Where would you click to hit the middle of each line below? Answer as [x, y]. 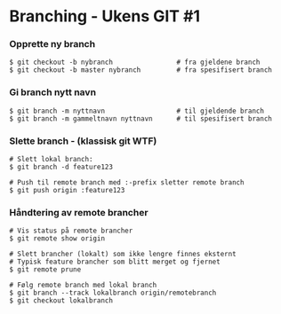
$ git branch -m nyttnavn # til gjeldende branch [137, 111]
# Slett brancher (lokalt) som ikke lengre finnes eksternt [123, 255]
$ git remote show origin [57, 239]
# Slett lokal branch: [51, 160]
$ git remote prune [45, 270]
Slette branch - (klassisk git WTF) [83, 141]
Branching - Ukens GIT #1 [105, 16]
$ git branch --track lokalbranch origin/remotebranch [113, 293]
